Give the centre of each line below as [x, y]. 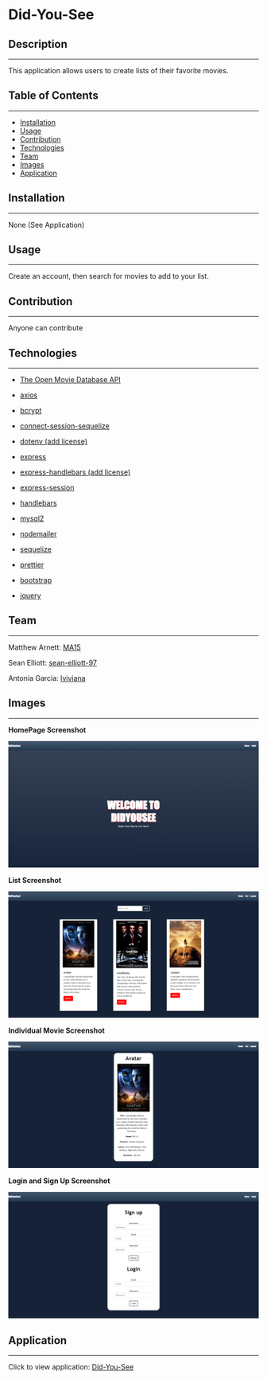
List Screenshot [35, 880]
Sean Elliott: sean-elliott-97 [53, 662]
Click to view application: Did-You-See [71, 1367]
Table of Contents [54, 96]
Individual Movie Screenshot [56, 1030]
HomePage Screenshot [47, 729]
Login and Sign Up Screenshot [59, 1181]
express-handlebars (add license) [75, 472]
